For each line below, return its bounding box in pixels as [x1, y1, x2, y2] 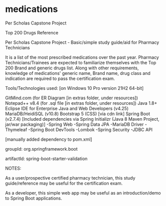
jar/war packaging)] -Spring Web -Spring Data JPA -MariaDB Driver [5, 121, 144, 127]
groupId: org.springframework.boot [5, 146, 78, 152]
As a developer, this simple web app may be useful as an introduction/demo [5, 190, 161, 196]
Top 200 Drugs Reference [5, 29, 59, 35]
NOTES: [5, 165, 21, 171]
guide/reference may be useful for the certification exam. [5, 180, 123, 186]
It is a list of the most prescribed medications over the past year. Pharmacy [5, 54, 160, 60]
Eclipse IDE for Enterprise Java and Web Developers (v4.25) [5, 105, 129, 111]
